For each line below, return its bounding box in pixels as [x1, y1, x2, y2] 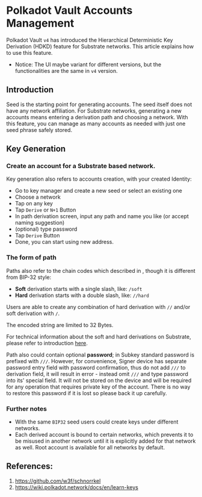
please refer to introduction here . [6, 339, 88, 346]
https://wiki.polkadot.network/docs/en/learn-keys [14, 483, 138, 491]
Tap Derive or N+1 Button [14, 206, 76, 214]
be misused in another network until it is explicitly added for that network [14, 437, 196, 445]
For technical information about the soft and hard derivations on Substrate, [6, 333, 191, 340]
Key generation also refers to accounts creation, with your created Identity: [6, 175, 192, 183]
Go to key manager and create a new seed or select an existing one [14, 187, 182, 195]
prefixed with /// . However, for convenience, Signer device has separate [6, 357, 187, 364]
